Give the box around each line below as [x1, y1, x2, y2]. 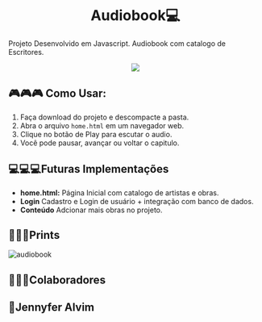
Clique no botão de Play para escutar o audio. [19, 129, 173, 139]
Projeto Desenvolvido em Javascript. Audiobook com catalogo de [8, 38, 226, 48]
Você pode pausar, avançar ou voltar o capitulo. [19, 138, 180, 148]
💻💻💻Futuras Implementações [8, 162, 169, 176]
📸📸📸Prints [8, 228, 60, 242]
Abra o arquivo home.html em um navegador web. [19, 120, 184, 130]
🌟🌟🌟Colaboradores [8, 273, 106, 286]
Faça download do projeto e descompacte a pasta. [19, 112, 189, 122]
